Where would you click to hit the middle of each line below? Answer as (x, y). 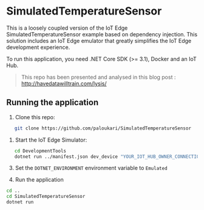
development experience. (38, 47)
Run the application (39, 180)
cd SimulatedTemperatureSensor (46, 197)
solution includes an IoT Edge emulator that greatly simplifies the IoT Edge (99, 41)
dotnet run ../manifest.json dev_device (66, 156)
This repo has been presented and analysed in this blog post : (98, 77)
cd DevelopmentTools (40, 151)
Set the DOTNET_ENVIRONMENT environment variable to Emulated (91, 168)
